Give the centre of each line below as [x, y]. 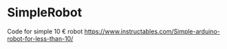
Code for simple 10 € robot [45, 31]
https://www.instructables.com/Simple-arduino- [152, 31]
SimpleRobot [45, 13]
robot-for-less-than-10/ [40, 38]
